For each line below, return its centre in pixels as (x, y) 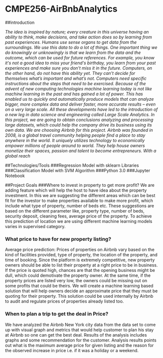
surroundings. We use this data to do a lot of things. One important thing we (81, 47)
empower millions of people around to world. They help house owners (75, 145)
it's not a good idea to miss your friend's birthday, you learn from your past (81, 63)
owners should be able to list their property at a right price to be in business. (81, 265)
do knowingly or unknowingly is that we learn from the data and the (73, 53)
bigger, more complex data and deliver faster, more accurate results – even (81, 104)
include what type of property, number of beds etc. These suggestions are (80, 206)
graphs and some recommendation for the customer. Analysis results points (81, 340)
